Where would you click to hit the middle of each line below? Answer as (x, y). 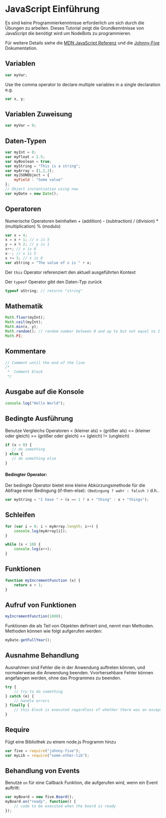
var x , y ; (15, 99)
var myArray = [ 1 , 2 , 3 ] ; (30, 171)
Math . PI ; (14, 336)
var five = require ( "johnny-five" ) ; (43, 751)
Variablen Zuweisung (39, 114)
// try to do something (39, 692)
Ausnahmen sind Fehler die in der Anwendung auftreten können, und (75, 667)
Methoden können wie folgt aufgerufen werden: (54, 631)
